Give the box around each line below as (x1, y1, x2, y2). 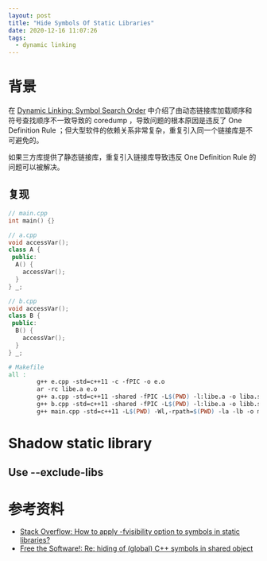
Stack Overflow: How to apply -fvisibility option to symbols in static (19, 527, 241, 536)
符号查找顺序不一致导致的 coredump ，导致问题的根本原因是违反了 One (8, 116, 242, 126)
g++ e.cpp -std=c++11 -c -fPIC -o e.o (37, 378, 165, 386)
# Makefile (8, 363, 44, 371)
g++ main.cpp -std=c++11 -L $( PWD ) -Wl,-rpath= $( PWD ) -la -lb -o (37, 407, 254, 416)
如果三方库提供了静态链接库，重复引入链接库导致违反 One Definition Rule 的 (8, 153, 257, 162)
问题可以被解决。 (8, 162, 64, 172)
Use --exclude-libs (8, 466, 104, 479)
